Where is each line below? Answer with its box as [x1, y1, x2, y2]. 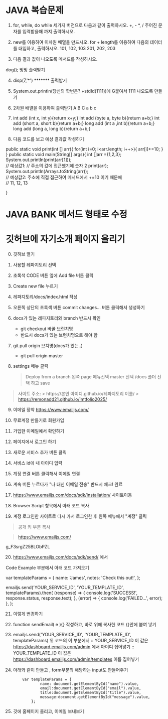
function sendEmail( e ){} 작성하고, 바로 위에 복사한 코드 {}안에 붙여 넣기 [13, 622, 157, 628]
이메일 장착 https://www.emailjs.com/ [13, 407, 89, 413]
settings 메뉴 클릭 [13, 363, 49, 369]
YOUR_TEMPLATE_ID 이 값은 [13, 650, 72, 656]
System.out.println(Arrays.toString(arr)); [6, 168, 89, 174]
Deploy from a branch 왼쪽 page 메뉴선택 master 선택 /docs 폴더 [25, 374, 156, 380]
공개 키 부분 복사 [18, 524, 51, 530]
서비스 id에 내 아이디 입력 [13, 460, 63, 466]
